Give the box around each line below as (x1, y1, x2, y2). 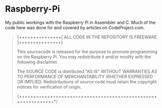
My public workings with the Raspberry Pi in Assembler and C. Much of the (5, 19, 156, 25)
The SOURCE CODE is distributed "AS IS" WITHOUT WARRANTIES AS (17, 68, 157, 74)
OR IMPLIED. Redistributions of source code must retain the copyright (17, 79, 157, 85)
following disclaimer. (17, 59, 58, 65)
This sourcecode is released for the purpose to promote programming (17, 49, 158, 54)
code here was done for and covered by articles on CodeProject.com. (5, 24, 145, 30)
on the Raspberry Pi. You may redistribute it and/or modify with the (17, 54, 151, 59)
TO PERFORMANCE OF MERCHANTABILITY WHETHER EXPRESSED (17, 73, 153, 79)
